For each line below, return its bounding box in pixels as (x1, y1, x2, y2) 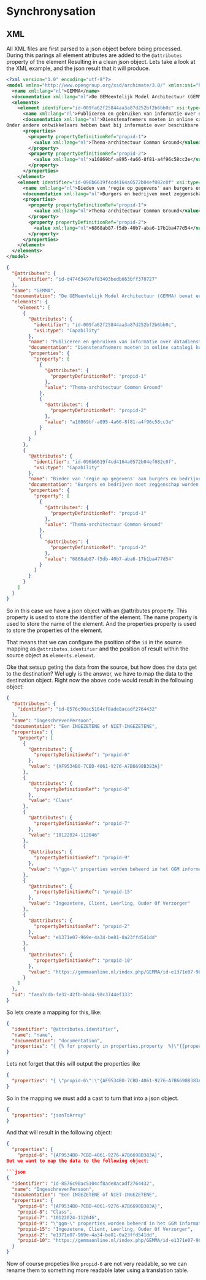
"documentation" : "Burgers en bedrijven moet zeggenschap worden (28, 482, 199, 488)
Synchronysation (6, 4, 96, 18)
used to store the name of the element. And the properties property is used (6, 620, 196, 627)
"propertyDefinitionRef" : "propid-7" (33, 820, 131, 827)
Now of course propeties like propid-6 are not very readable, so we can (6, 1260, 187, 1267)
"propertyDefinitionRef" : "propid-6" (33, 752, 131, 758)
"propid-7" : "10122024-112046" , (17, 1214, 100, 1220)
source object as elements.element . (6, 651, 96, 658)
